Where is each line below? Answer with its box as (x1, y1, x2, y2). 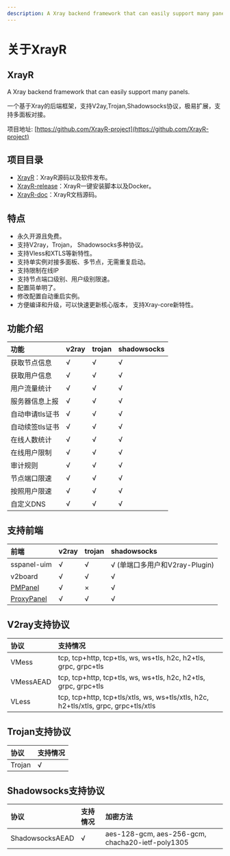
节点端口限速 (10, 474, 53, 483)
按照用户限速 (10, 487, 53, 496)
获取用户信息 (10, 371, 53, 380)
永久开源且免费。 (16, 232, 66, 241)
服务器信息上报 (10, 397, 60, 406)
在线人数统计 (10, 435, 53, 445)
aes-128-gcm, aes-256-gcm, (105, 829, 207, 839)
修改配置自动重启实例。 (16, 292, 84, 300)
